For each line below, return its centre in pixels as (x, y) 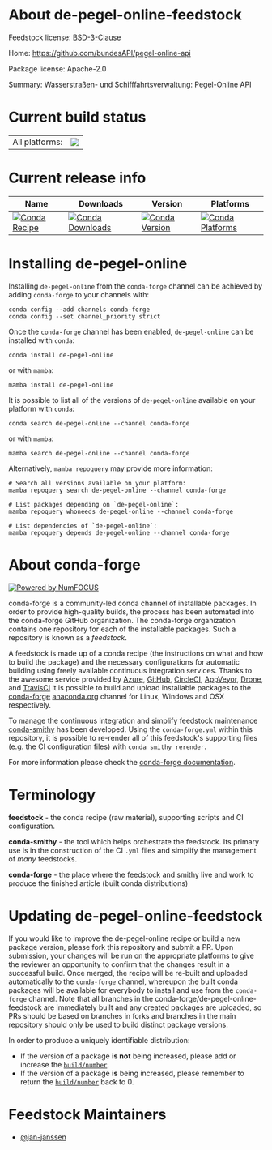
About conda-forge (74, 564)
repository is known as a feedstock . (68, 637)
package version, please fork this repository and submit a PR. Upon (121, 947)
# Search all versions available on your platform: (97, 483)
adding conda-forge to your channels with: (79, 294)
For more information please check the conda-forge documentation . (122, 762)
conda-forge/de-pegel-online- (206, 998)
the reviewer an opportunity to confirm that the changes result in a (119, 964)
